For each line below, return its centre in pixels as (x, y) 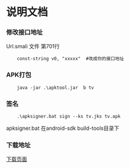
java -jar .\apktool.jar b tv (56, 88)
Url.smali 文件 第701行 (33, 46)
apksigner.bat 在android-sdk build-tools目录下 (63, 128)
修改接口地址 (25, 32)
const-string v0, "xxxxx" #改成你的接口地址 (71, 59)
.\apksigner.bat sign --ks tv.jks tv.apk (69, 117)
